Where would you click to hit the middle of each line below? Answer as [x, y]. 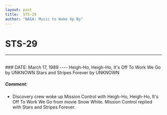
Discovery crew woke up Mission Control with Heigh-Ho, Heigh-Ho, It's [85, 97]
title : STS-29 [21, 14]
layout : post [19, 10]
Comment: [16, 84]
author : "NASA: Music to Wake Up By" [44, 19]
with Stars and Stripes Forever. [44, 107]
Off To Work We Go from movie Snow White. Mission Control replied [82, 102]
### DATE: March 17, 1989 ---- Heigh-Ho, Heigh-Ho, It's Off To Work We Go [83, 67]
